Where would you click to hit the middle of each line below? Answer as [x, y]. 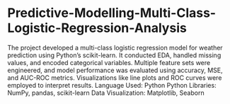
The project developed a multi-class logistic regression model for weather [115, 47]
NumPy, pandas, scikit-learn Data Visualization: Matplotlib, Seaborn [106, 93]
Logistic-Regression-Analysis [97, 28]
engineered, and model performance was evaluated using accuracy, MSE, [115, 70]
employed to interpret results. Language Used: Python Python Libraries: [112, 85]
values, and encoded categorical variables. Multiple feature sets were [109, 62]
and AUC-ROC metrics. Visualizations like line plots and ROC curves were [115, 77]
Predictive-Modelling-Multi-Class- [112, 13]
